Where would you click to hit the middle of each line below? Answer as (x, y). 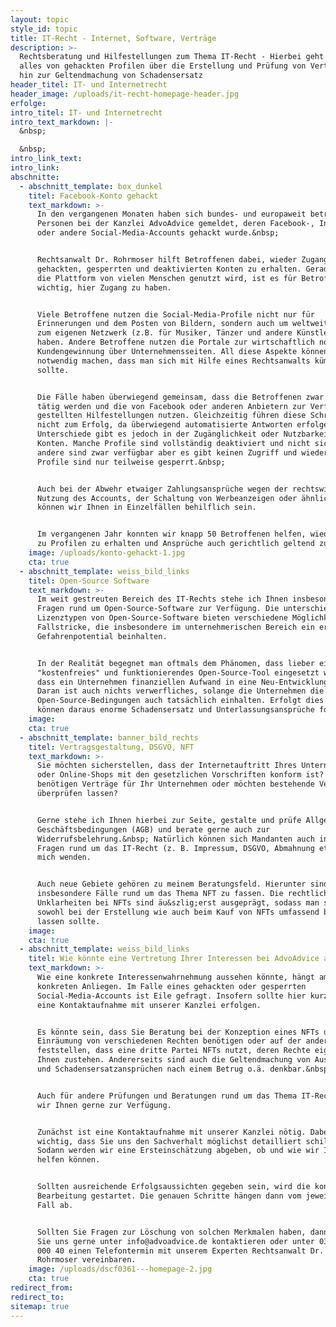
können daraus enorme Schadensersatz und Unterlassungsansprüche (175, 710)
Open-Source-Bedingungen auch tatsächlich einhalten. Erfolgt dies (180, 701)
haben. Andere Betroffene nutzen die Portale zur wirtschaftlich (175, 342)
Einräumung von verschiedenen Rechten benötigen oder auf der (169, 1041)
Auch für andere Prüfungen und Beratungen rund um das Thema (167, 1096)
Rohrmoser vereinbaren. (86, 1260)
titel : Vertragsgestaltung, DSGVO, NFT (111, 747)
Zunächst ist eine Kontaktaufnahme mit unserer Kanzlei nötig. (171, 1132)
